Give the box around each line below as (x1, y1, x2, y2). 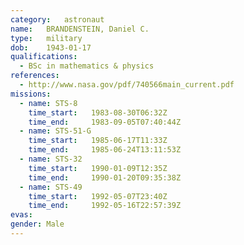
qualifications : (10, 52, 78, 62)
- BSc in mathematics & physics (19, 61, 155, 71)
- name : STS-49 (19, 182, 83, 192)
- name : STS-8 (19, 98, 78, 108)
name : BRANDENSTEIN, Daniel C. (10, 24, 150, 34)
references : (10, 71, 60, 81)
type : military (10, 33, 83, 43)
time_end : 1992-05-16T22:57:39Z (28, 201, 182, 211)
